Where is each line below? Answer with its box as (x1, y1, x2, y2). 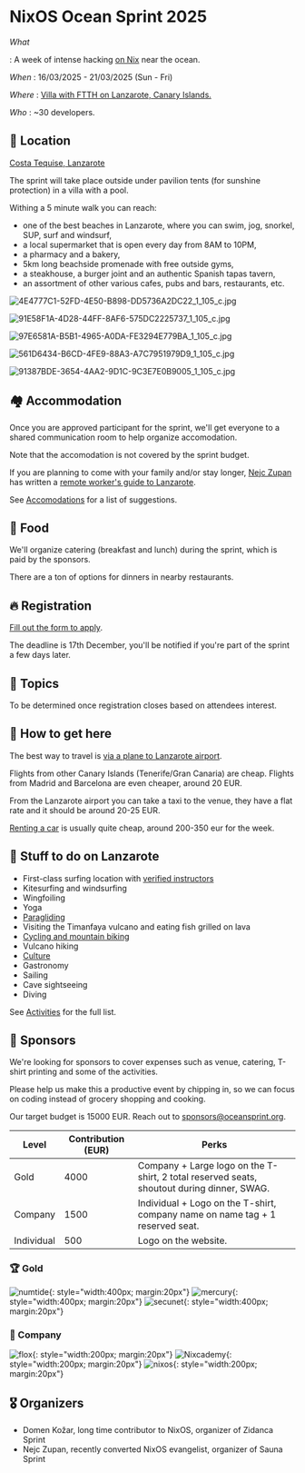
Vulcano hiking (22, 941, 79, 951)
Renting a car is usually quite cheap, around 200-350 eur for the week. (9, 822, 275, 833)
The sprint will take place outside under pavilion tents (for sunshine (9, 174, 261, 185)
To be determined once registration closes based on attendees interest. (9, 700, 277, 711)
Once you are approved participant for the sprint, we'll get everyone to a (9, 422, 280, 433)
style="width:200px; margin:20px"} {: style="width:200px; (9, 1359, 258, 1369)
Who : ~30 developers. (9, 106, 95, 117)
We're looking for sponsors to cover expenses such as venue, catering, (9, 1057, 276, 1068)
